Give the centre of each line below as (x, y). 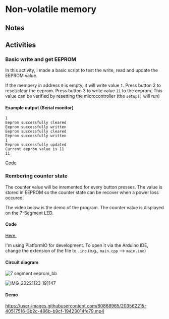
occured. (15, 198)
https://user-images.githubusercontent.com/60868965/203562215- (76, 306)
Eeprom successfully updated (36, 145)
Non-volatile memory (51, 9)
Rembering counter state (37, 176)
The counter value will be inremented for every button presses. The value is (84, 187)
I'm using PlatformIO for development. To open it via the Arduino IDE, (77, 245)
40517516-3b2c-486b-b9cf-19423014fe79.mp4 (55, 311)
